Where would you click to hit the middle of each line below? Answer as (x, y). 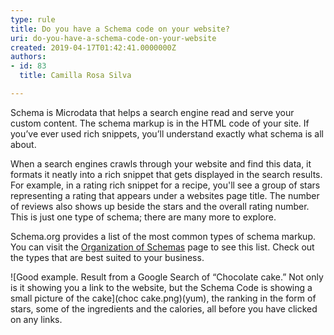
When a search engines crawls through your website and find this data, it (161, 163)
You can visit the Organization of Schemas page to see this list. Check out (162, 247)
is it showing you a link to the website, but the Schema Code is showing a (161, 287)
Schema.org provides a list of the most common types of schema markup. (163, 236)
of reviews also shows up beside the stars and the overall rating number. (160, 206)
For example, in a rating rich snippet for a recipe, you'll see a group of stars (165, 185)
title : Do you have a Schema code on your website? (120, 29)
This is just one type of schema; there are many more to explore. (143, 217)
